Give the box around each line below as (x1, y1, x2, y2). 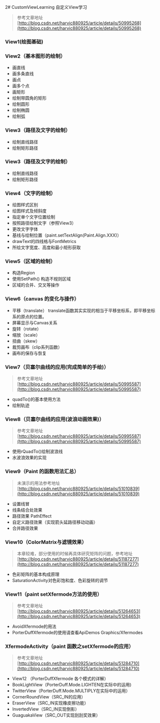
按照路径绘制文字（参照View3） (12, 220, 77, 226)
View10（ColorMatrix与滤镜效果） (5, 539, 87, 545)
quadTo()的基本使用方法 (12, 397, 61, 402)
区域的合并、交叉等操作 (12, 282, 60, 288)
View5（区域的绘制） (5, 258, 56, 265)
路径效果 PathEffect (12, 513, 52, 519)
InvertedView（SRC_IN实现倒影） (12, 706, 80, 712)
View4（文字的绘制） (5, 190, 56, 197)
